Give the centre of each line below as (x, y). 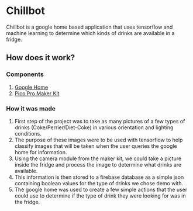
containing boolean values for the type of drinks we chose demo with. (99, 183)
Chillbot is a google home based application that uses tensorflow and (89, 27)
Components (25, 74)
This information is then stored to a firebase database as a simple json (99, 177)
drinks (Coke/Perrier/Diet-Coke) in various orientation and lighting (94, 127)
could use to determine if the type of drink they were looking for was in (100, 196)
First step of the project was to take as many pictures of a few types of (100, 121)
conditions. (28, 133)
